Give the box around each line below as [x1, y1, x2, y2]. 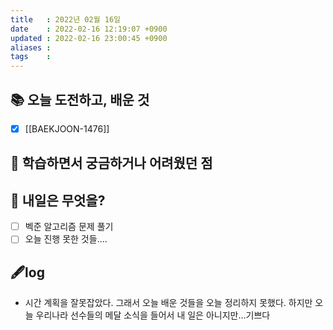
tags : [10, 52, 52, 62]
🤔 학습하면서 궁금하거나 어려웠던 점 [10, 155, 213, 172]
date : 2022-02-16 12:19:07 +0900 [10, 24, 168, 34]
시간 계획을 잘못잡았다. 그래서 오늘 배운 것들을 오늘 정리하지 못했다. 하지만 [24, 297, 313, 309]
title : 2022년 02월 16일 [10, 14, 122, 25]
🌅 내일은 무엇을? [10, 192, 106, 209]
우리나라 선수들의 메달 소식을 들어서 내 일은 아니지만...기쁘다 [35, 309, 271, 321]
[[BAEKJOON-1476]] [24, 122, 110, 135]
